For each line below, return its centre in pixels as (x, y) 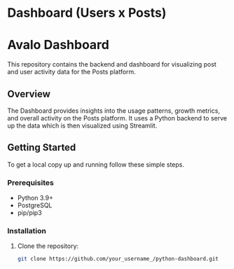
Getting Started (42, 147)
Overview (29, 94)
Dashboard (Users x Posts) (87, 13)
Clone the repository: (48, 246)
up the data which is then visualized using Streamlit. (82, 125)
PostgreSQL (35, 205)
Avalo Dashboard (58, 45)
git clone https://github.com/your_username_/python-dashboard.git (118, 259)
